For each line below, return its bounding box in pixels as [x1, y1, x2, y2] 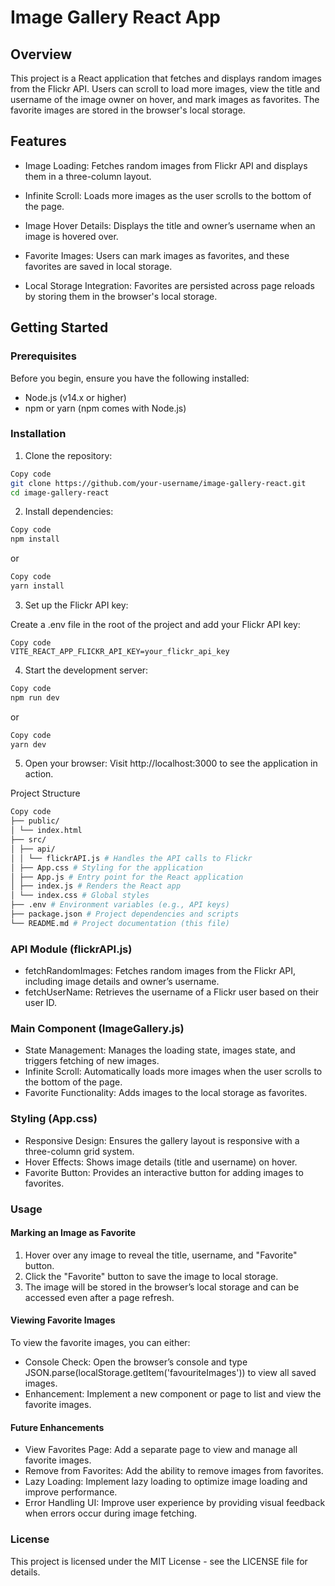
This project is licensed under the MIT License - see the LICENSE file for [10, 1555, 308, 1567]
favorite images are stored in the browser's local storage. [10, 104, 246, 116]
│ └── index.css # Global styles [10, 891, 150, 901]
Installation [10, 427, 67, 441]
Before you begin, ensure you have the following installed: [10, 372, 250, 384]
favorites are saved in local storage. [24, 260, 173, 272]
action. [24, 768, 54, 780]
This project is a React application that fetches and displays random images [10, 72, 322, 84]
